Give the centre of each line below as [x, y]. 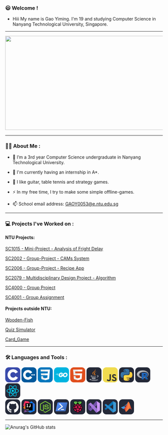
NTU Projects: [20, 237]
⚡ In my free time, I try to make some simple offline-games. [73, 192]
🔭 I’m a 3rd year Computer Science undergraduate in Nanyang [76, 157]
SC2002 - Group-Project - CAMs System [47, 258]
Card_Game [17, 339]
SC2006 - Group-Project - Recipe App [45, 268]
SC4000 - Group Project [30, 287]
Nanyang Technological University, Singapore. [60, 24]
